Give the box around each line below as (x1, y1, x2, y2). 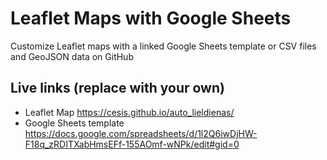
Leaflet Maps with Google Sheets (10, 7, 292, 30)
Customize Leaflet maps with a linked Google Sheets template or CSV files (10, 40, 317, 52)
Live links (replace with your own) (10, 80, 225, 97)
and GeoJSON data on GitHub (10, 50, 134, 62)
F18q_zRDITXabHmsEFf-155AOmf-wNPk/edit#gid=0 (24, 138, 240, 150)
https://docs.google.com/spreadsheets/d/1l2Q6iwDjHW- (24, 127, 258, 139)
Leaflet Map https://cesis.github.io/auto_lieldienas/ (24, 106, 235, 118)
